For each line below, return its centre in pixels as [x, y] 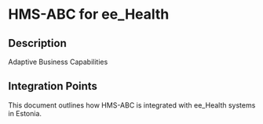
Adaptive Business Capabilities [58, 62]
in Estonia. [25, 113]
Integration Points [53, 86]
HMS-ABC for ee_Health [89, 14]
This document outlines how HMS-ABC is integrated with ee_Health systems [132, 105]
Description [37, 43]
